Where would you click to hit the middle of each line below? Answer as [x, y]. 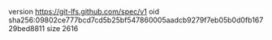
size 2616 [63, 28]
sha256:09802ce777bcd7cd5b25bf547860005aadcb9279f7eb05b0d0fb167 [136, 20]
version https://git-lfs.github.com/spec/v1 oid [84, 12]
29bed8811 [27, 28]
